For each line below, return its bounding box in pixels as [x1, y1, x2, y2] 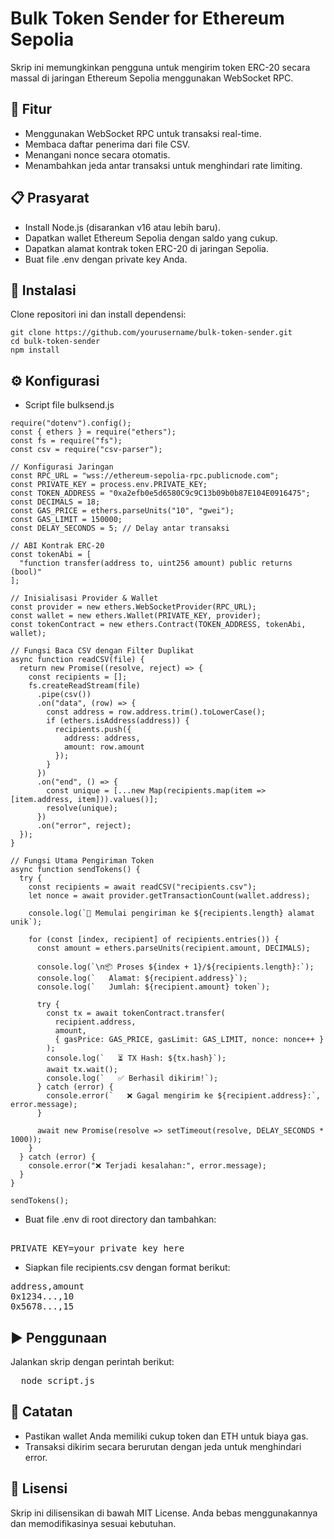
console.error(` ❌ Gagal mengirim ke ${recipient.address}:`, [46, 1091, 321, 1101]
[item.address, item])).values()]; [10, 795, 159, 805]
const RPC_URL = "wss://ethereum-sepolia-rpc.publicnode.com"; [10, 471, 280, 481]
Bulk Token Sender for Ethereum [10, 7, 285, 30]
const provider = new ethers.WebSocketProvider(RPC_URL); [10, 602, 257, 612]
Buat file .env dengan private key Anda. [24, 253, 188, 265]
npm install [10, 345, 60, 356]
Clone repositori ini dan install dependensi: [10, 308, 187, 321]
